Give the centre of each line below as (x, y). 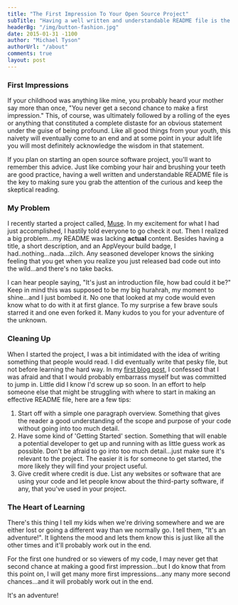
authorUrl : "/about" (38, 47)
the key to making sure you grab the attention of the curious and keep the (115, 182)
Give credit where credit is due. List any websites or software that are (119, 474)
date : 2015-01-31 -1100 (43, 34)
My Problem (29, 208)
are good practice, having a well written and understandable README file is (118, 175)
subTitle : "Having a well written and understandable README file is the (119, 21)
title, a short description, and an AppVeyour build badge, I (92, 246)
